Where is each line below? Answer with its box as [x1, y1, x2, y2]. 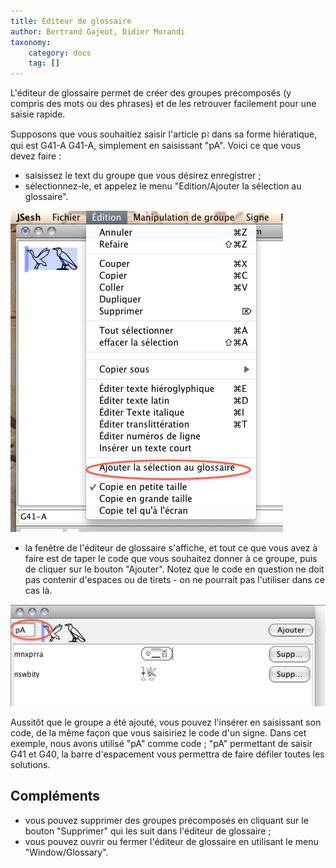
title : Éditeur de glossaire [10, 16, 132, 26]
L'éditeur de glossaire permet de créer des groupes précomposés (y [10, 87, 292, 99]
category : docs [28, 48, 92, 58]
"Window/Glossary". [24, 846, 109, 858]
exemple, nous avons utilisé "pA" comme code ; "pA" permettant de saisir [10, 737, 313, 749]
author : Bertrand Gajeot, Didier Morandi [10, 26, 186, 37]
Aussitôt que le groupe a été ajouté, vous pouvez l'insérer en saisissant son [10, 716, 322, 728]
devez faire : [10, 150, 62, 162]
